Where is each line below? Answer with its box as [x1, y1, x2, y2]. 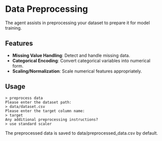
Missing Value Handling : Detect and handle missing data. [12, 52, 130, 58]
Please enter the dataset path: [5, 100, 72, 105]
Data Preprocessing [5, 3, 88, 15]
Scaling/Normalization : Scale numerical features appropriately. [12, 68, 142, 74]
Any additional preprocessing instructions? [5, 117, 98, 122]
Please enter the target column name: [5, 108, 85, 113]
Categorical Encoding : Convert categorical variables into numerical [12, 58, 151, 64]
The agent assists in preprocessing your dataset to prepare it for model [5, 20, 150, 26]
